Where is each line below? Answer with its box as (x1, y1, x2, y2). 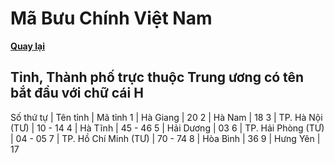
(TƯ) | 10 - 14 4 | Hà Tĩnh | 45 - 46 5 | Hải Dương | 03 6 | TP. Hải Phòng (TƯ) (10, 122, 325, 134)
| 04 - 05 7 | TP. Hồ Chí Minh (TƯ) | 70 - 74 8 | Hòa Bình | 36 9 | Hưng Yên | (10, 132, 321, 144)
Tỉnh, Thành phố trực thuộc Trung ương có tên (10, 69, 305, 86)
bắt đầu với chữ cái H (10, 85, 144, 102)
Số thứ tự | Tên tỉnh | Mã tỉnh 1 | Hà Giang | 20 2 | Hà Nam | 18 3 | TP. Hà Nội (10, 111, 323, 123)
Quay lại (10, 40, 45, 52)
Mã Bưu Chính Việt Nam (10, 7, 213, 30)
